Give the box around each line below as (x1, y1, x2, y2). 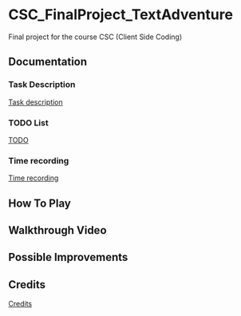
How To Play (8, 196, 72, 210)
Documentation (8, 55, 88, 69)
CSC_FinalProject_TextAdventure (8, 6, 234, 24)
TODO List (8, 117, 49, 128)
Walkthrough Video (8, 223, 107, 237)
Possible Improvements (8, 251, 128, 264)
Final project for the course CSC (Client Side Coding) (8, 32, 182, 41)
